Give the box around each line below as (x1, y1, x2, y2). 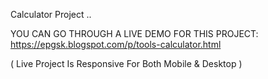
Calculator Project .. (10, 9, 92, 20)
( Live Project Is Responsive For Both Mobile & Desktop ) (10, 58, 243, 69)
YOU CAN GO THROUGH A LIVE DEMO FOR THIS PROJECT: (10, 28, 259, 39)
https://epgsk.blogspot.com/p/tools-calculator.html (10, 39, 222, 50)
